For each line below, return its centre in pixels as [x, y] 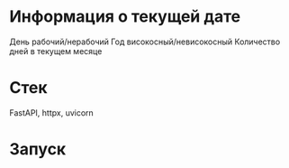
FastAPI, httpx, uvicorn [52, 112]
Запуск [38, 149]
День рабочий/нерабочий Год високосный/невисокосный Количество [145, 42]
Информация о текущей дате [125, 17]
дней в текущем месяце [56, 51]
